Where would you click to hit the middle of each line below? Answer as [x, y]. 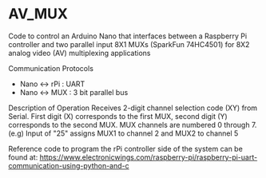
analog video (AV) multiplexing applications [79, 53]
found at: [23, 157]
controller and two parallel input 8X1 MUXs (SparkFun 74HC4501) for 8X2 [129, 44]
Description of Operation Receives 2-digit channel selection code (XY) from [133, 108]
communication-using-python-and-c [69, 165]
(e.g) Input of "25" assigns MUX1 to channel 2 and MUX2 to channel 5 [123, 133]
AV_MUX [38, 14]
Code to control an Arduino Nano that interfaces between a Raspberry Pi [128, 36]
